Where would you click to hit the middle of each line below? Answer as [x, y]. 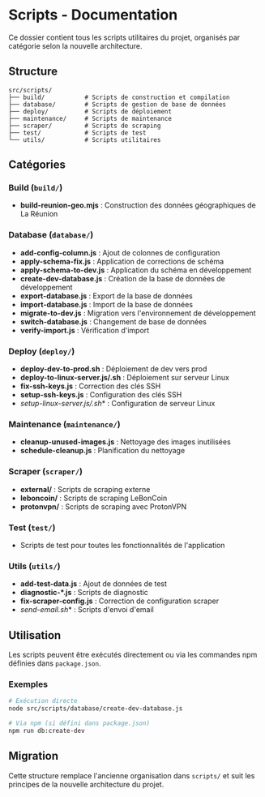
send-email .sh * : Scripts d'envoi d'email [87, 610]
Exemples [28, 684]
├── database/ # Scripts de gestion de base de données [118, 104]
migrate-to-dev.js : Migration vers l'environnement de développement [138, 313]
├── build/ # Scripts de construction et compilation [119, 97]
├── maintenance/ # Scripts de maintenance [90, 118]
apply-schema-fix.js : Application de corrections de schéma [122, 261]
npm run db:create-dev [47, 731]
